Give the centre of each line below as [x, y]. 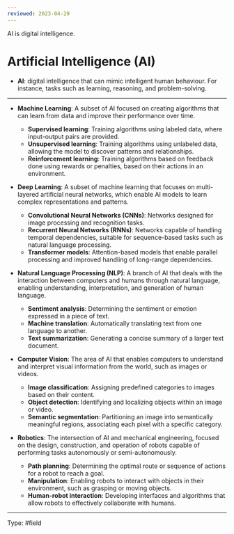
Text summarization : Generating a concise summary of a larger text [126, 338]
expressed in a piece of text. [69, 316]
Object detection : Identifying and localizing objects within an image [125, 402]
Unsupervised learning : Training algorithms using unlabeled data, [123, 144]
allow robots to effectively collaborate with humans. [102, 503]
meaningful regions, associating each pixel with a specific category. [125, 424]
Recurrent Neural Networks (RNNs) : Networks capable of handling [125, 229]
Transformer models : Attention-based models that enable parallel [123, 252]
